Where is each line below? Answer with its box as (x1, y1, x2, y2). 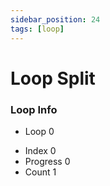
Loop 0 (24, 125, 55, 137)
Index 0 (24, 144, 57, 156)
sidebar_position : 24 (10, 14, 101, 25)
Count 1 (24, 166, 57, 178)
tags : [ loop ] (10, 24, 65, 34)
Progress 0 (24, 155, 71, 167)
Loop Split (10, 67, 96, 90)
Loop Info (10, 102, 58, 116)
